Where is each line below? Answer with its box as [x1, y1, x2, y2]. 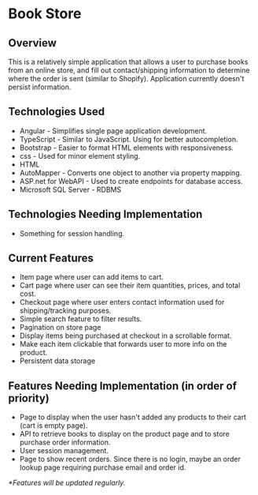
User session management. [19, 446, 109, 456]
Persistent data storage [19, 356, 96, 366]
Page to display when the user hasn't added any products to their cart [19, 412, 246, 422]
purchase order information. [19, 437, 111, 447]
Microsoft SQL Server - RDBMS [19, 185, 122, 194]
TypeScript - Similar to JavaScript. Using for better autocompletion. [19, 134, 238, 144]
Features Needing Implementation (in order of [8, 379, 238, 392]
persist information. [8, 82, 72, 92]
